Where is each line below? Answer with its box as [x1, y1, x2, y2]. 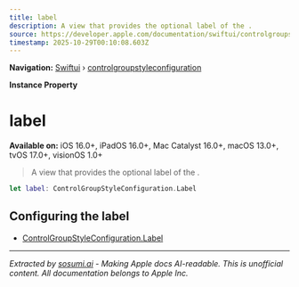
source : [9, 29, 38, 38]
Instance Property [9, 79, 78, 90]
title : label [9, 12, 58, 22]
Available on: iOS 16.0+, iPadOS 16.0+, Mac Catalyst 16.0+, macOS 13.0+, [9, 140, 279, 152]
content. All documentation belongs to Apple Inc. [9, 267, 189, 278]
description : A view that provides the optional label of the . [9, 21, 253, 30]
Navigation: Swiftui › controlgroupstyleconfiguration [9, 62, 202, 73]
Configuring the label [9, 209, 130, 224]
